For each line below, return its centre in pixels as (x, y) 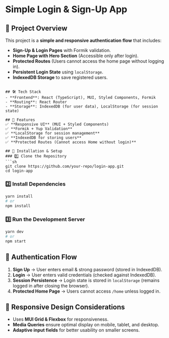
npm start (16, 241)
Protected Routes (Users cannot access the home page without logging (88, 61)
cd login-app (19, 171)
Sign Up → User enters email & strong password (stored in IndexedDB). (87, 269)
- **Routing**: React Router (36, 102)
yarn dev (15, 232)
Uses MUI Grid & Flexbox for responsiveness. (60, 319)
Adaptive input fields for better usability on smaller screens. (76, 330)
